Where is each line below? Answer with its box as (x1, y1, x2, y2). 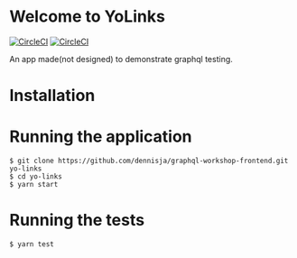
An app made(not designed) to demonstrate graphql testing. (9, 53, 233, 64)
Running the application (9, 126, 192, 147)
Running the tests (9, 210, 145, 231)
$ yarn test (9, 240, 54, 249)
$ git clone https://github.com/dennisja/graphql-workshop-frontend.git (9, 156, 289, 166)
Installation (9, 86, 96, 106)
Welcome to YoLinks (9, 6, 165, 27)
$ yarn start (9, 180, 59, 189)
